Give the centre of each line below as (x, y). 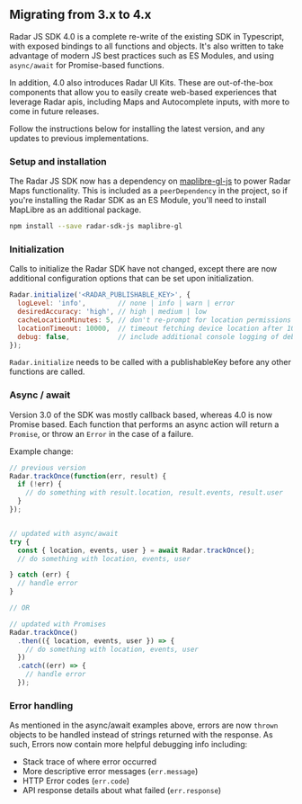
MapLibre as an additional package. (75, 210)
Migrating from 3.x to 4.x (80, 15)
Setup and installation (58, 161)
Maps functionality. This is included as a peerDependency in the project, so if (148, 191)
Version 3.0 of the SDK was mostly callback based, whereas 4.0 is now (141, 415)
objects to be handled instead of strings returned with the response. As (141, 735)
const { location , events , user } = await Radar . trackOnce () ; (136, 550)
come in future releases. (54, 111)
